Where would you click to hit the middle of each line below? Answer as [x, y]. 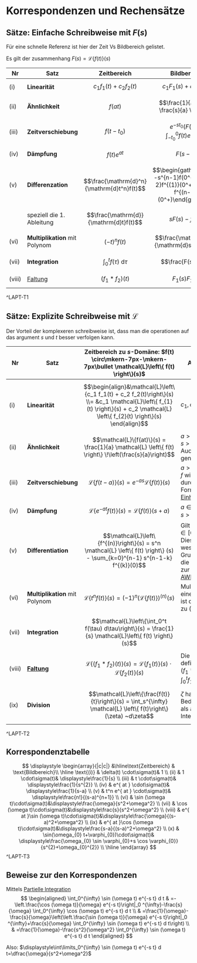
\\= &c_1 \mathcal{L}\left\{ [122, 401]
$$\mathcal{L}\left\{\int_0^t [129, 621]
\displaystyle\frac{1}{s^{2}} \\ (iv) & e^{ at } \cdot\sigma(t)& [98, 785]
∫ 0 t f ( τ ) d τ [115, 262]
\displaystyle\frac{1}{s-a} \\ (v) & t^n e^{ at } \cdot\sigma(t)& [98, 791]
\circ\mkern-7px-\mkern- [129, 359]
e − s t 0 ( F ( [181, 126]
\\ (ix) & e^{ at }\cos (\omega [119, 822]
